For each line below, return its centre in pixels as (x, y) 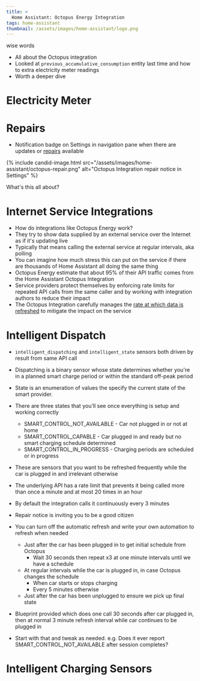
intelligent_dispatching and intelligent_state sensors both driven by (104, 352)
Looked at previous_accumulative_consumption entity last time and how (103, 64)
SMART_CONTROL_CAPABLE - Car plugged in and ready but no (103, 437)
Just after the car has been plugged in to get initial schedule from (105, 545)
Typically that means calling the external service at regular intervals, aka (104, 247)
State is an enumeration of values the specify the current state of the (100, 388)
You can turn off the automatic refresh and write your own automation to (105, 527)
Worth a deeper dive (40, 76)
